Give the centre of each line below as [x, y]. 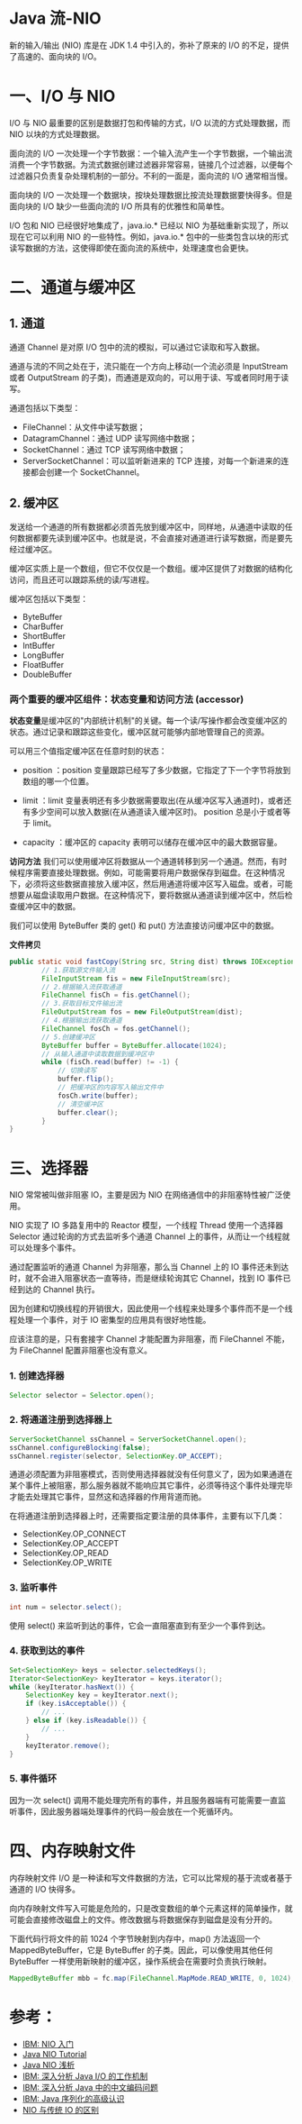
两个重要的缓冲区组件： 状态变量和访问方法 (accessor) [127, 699]
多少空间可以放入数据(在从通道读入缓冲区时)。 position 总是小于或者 [156, 811]
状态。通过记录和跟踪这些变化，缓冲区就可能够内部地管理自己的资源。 [139, 732]
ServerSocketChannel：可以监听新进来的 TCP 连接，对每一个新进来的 [151, 460]
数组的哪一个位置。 [58, 781]
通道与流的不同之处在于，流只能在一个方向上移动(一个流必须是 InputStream [149, 366]
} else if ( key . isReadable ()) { [86, 1721]
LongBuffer [43, 655]
